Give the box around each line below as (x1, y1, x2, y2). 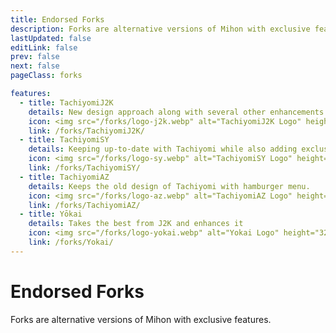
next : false (10, 61, 60, 71)
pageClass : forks (10, 71, 83, 81)
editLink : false (10, 42, 78, 53)
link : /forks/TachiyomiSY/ (28, 163, 141, 173)
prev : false (10, 52, 60, 62)
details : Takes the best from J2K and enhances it (28, 219, 244, 229)
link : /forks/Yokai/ (28, 237, 114, 247)
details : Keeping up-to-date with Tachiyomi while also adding (28, 144, 298, 155)
